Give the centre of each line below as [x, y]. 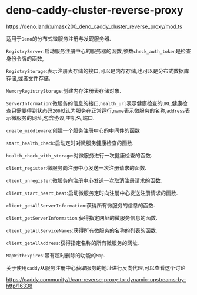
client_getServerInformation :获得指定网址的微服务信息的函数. [82, 217]
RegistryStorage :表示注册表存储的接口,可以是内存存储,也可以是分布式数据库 [98, 71]
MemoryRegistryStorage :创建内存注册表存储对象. [64, 90]
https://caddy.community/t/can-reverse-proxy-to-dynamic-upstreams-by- [96, 279]
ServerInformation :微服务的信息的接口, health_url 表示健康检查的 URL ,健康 [94, 103]
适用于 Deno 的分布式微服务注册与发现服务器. [59, 38]
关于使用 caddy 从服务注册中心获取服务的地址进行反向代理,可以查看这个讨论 [96, 267]
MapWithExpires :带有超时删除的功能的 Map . [56, 255]
